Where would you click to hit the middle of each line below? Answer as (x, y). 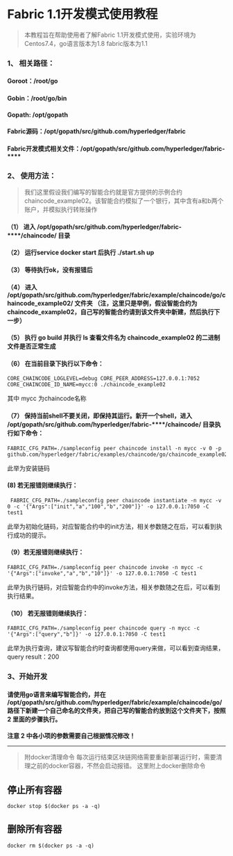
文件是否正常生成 (32, 346)
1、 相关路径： (31, 63)
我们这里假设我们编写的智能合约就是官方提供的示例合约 (103, 192)
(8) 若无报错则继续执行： (43, 485)
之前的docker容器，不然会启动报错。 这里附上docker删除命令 (118, 766)
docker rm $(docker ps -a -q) (51, 846)
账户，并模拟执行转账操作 (61, 210)
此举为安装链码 (28, 468)
